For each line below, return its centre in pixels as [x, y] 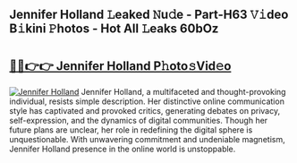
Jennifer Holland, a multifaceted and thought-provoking [183, 92]
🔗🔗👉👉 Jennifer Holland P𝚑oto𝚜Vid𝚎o [120, 66]
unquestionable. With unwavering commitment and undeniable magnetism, [147, 139]
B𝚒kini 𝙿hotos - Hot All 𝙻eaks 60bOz [114, 29]
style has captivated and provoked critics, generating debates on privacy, [144, 111]
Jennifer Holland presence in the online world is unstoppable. [123, 149]
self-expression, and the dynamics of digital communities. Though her [139, 120]
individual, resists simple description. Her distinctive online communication [147, 101]
